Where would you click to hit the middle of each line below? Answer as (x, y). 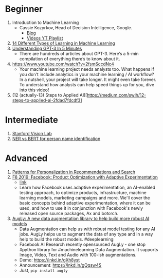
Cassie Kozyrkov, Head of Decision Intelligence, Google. (76, 27)
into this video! (34, 90)
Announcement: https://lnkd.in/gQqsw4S (60, 265)
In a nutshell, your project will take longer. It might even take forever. (88, 79)
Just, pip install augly (44, 270)
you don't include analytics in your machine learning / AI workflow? (87, 74)
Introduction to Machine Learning (45, 22)
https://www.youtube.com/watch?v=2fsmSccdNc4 (63, 64)
